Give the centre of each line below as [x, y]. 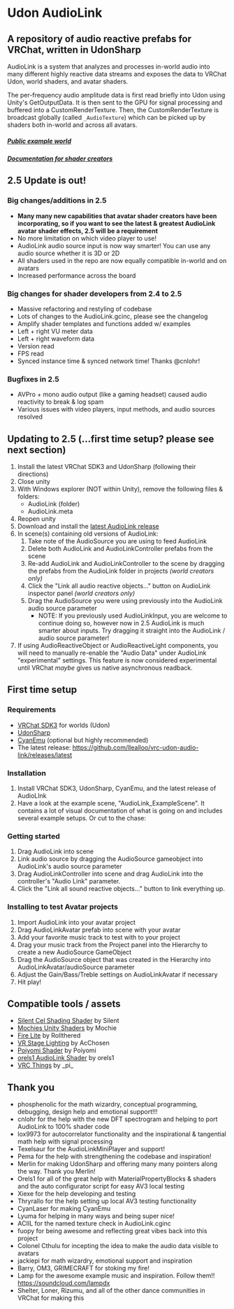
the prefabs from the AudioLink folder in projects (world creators [121, 571]
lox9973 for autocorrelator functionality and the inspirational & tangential [122, 1134]
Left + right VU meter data [55, 331]
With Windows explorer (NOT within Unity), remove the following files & [120, 489]
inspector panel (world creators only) [81, 593]
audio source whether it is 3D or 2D [68, 253]
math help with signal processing [65, 1141]
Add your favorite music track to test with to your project [98, 937]
